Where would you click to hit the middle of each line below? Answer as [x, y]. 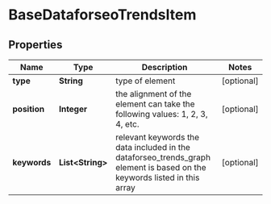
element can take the [155, 104]
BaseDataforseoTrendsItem [102, 15]
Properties [35, 45]
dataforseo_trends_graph [163, 157]
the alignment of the [154, 94]
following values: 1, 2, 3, [162, 114]
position [29, 109]
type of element [146, 81]
